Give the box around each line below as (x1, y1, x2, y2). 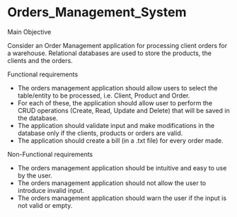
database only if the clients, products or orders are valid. (17, 129, 183, 137)
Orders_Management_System (7, 4, 187, 20)
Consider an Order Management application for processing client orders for (7, 41, 228, 49)
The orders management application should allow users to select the (17, 83, 218, 92)
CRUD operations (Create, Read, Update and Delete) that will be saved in (17, 106, 230, 115)
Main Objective (7, 28, 52, 36)
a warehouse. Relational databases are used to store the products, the (7, 49, 212, 57)
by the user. (17, 171, 53, 180)
